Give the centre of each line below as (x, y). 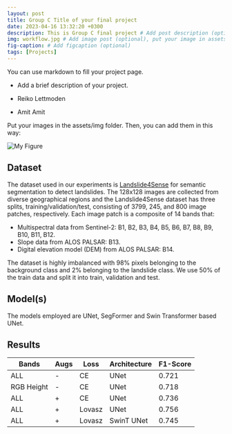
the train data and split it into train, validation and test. (84, 277)
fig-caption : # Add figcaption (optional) (69, 46)
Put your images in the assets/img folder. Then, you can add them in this (110, 125)
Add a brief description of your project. (73, 85)
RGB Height (29, 387)
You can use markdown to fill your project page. (75, 72)
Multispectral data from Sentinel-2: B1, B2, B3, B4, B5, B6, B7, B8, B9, (115, 227)
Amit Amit (31, 112)
